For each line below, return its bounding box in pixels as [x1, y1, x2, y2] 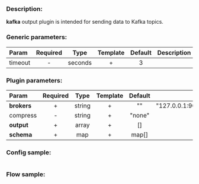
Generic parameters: [6, 33, 68, 42]
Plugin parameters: [6, 76, 63, 84]
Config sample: [6, 148, 52, 156]
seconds [68, 58, 92, 66]
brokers [9, 101, 31, 110]
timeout [9, 58, 31, 66]
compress [9, 111, 37, 119]
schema [9, 130, 33, 138]
